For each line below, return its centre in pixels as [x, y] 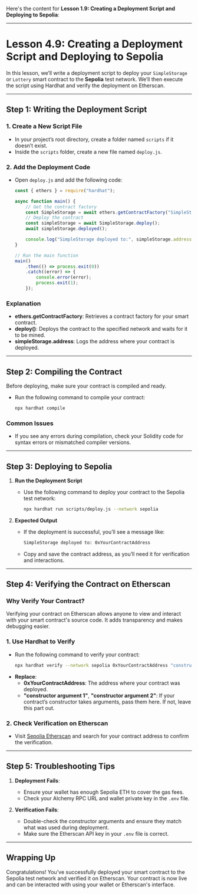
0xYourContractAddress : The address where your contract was [102, 683]
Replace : [26, 676]
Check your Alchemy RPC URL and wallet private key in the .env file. [106, 798]
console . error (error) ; [64, 277]
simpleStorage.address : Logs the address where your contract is [95, 341]
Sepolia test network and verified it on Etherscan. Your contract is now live [97, 878]
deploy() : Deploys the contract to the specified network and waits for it [101, 329]
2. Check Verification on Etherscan [57, 723]
